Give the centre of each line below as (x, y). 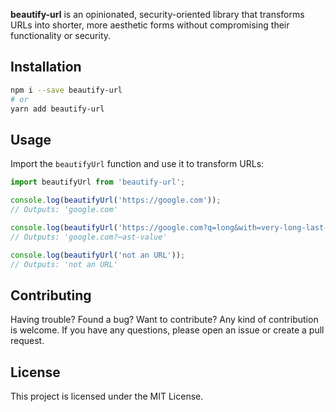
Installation (46, 67)
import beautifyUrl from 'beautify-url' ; (98, 182)
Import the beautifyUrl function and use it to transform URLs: (137, 164)
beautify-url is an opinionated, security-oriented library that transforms (157, 14)
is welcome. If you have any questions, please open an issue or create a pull (167, 330)
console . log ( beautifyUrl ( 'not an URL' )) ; (98, 255)
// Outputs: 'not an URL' (64, 264)
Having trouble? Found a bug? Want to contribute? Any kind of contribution (164, 320)
